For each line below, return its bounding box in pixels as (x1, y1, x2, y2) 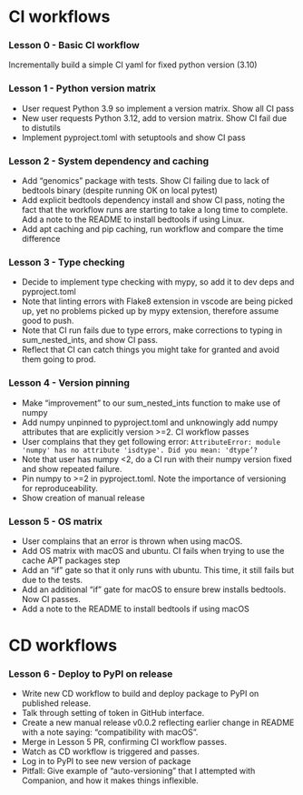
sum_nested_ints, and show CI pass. (21, 335, 159, 346)
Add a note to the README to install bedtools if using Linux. (21, 214, 245, 225)
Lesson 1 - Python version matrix (8, 82, 156, 95)
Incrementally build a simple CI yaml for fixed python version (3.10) (8, 59, 258, 70)
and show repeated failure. (21, 463, 122, 474)
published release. (21, 698, 92, 709)
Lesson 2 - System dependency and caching (8, 155, 210, 167)
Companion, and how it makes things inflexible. (21, 775, 199, 786)
